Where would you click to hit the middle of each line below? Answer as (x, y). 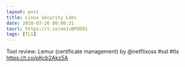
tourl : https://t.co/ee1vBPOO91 (47, 29)
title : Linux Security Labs (42, 18)
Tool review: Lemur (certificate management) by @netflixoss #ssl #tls (93, 51)
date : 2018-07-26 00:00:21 (40, 23)
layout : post (23, 12)
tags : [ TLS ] (21, 34)
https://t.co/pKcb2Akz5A (37, 58)
